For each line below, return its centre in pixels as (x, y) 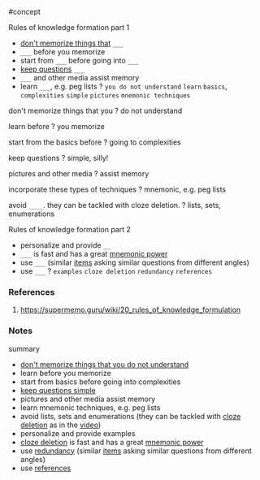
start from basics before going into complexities (100, 382)
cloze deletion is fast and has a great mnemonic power (112, 442)
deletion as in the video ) (61, 425)
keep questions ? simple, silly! (58, 158)
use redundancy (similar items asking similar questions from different (136, 451)
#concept (24, 12)
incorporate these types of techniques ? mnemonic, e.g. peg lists (117, 189)
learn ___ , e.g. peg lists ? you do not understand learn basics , (123, 86)
